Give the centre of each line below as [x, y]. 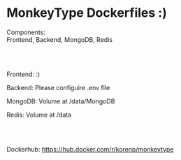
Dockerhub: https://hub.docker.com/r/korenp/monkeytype [90, 149]
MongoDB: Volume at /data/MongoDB [61, 101]
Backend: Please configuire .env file [58, 87]
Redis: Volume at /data [39, 115]
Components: [26, 32]
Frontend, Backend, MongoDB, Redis [60, 39]
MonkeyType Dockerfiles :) [87, 13]
